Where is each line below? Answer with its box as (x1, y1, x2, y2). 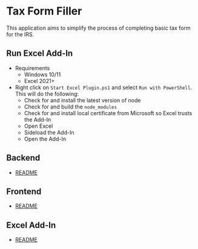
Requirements (15, 64, 50, 71)
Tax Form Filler (6, 4, 82, 18)
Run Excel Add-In (6, 48, 73, 59)
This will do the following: (15, 90, 79, 98)
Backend (6, 153, 41, 163)
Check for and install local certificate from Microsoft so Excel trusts (24, 109, 193, 116)
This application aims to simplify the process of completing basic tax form (6, 24, 191, 32)
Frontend (6, 186, 42, 196)
